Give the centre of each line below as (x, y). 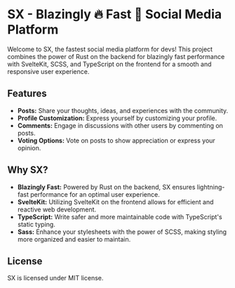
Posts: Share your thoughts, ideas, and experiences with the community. (123, 110)
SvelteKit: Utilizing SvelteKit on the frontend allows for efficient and (115, 202)
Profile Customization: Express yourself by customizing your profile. (117, 118)
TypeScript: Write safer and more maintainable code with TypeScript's (120, 216)
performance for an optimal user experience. (95, 194)
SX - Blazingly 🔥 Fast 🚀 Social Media (115, 14)
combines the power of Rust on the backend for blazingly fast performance (116, 56)
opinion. (29, 148)
